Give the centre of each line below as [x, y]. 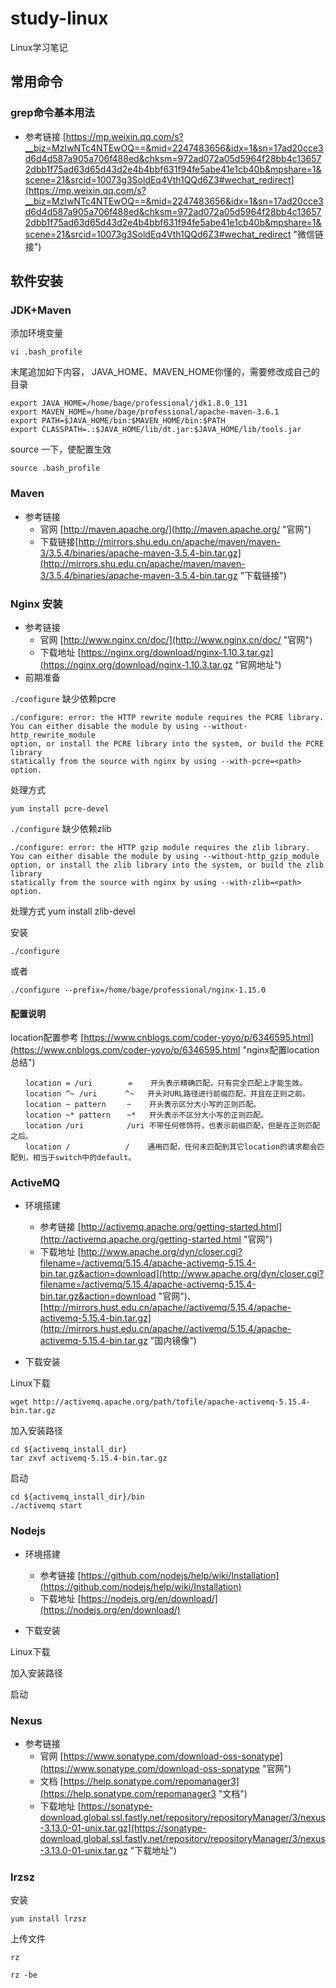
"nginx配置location [281, 1050]
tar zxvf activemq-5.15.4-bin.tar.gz [89, 1458]
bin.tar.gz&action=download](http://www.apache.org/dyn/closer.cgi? [182, 1274]
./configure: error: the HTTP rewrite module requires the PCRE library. [167, 717]
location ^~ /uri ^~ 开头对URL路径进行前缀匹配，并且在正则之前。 [167, 1094]
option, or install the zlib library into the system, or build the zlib [167, 865]
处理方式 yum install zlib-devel [73, 911]
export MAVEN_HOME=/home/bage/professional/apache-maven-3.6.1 [145, 412]
